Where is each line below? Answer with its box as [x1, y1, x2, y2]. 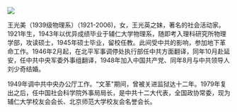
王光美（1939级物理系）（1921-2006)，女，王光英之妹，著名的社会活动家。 [7, 21, 225, 29]
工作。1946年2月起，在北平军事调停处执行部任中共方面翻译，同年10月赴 [13, 47, 224, 56]
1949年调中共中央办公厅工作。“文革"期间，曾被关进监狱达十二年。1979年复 [7, 80, 227, 88]
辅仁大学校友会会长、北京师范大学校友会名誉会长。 [7, 97, 156, 106]
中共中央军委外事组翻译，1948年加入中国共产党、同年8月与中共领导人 [25, 56, 230, 64]
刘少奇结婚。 [7, 65, 45, 73]
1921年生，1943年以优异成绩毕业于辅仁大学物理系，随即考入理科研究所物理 [7, 30, 226, 38]
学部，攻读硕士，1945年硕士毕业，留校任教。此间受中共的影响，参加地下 [7, 39, 220, 46]
